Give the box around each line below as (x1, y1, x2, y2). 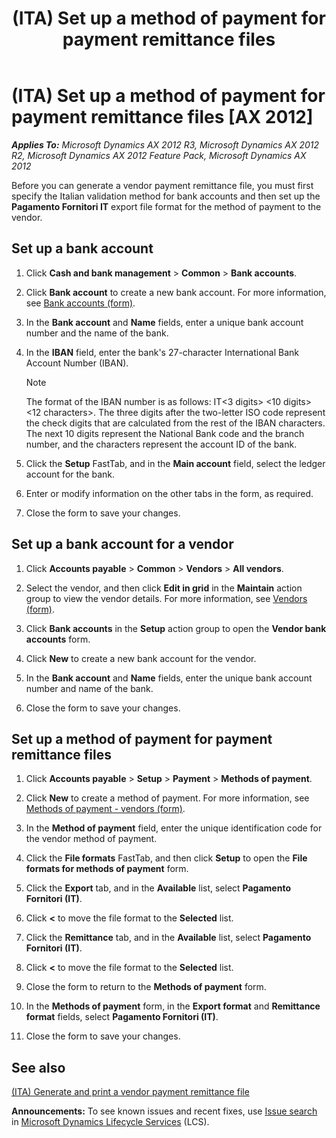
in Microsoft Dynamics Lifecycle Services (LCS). (11, 1116, 210, 1128)
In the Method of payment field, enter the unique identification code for (25, 822, 323, 834)
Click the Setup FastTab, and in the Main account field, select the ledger (25, 457, 326, 469)
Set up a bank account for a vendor (11, 536, 234, 553)
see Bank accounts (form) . (25, 297, 136, 309)
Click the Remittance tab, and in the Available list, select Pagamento (25, 932, 312, 944)
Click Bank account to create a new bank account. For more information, (25, 286, 327, 298)
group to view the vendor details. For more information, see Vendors (25, 592, 308, 604)
